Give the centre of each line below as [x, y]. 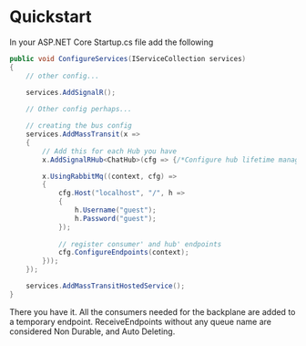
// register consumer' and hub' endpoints [140, 244]
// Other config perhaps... [79, 110]
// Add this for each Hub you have [110, 151]
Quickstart [51, 17]
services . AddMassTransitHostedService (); [105, 286]
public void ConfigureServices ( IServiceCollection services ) [128, 58]
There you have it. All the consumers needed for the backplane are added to [153, 311]
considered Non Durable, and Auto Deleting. [92, 331]
